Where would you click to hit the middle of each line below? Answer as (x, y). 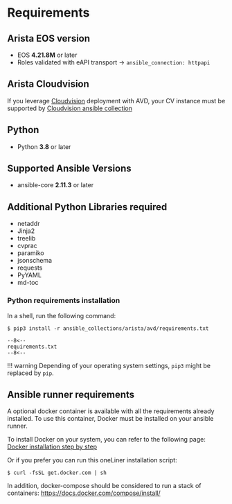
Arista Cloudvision (48, 84)
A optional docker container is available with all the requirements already (111, 411)
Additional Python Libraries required (87, 207)
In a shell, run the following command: (62, 315)
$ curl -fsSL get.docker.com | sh (57, 473)
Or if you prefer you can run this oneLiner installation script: (92, 460)
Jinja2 (26, 231)
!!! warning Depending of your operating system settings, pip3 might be (109, 365)
